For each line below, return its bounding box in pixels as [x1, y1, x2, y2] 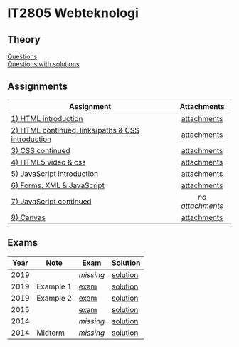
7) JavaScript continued [11, 196, 92, 206]
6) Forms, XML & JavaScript [11, 180, 105, 190]
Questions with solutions [7, 60, 80, 68]
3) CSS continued [11, 145, 70, 155]
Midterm [36, 328, 65, 338]
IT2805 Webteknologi [7, 5, 139, 21]
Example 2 [36, 293, 73, 303]
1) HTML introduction [11, 113, 83, 123]
